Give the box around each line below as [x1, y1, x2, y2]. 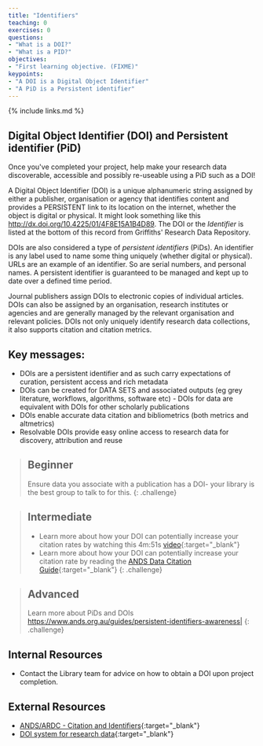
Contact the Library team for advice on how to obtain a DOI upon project [19, 669, 254, 678]
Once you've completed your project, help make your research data [8, 162, 228, 172]
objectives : [8, 56, 47, 64]
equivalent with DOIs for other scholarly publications [19, 402, 190, 412]
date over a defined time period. [8, 276, 112, 286]
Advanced [27, 588, 80, 601]
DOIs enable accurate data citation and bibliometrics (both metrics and [19, 411, 249, 419]
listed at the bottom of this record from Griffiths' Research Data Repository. [8, 227, 251, 237]
